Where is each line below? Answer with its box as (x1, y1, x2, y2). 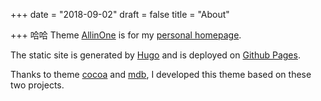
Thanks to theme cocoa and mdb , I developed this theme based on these (10, 69, 312, 80)
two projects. (10, 79, 65, 91)
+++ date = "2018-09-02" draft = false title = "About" (10, 9, 230, 20)
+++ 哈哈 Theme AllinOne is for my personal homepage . (10, 29, 242, 41)
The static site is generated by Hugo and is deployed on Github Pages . (10, 49, 301, 61)
